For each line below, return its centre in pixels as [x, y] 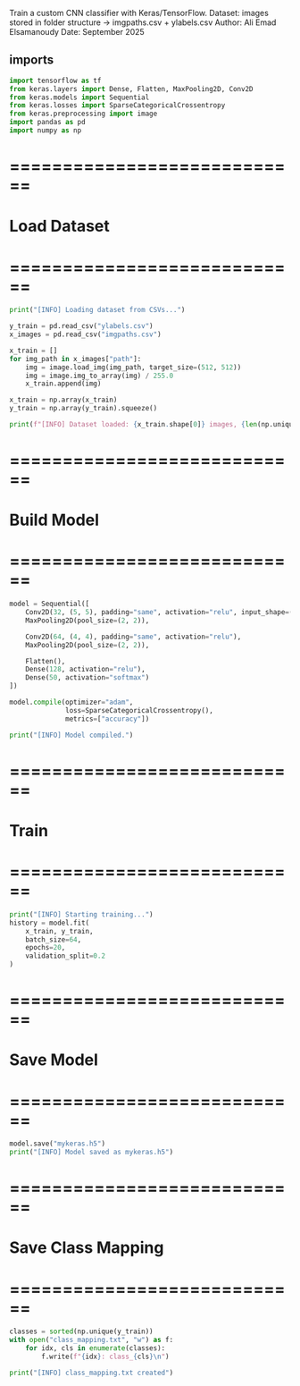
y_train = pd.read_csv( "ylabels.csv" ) [81, 326]
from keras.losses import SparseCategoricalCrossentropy [117, 106]
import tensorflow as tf [55, 80]
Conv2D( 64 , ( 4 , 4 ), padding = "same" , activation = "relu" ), [133, 637]
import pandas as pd [48, 123]
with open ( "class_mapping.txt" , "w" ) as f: [92, 1340]
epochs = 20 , [46, 948]
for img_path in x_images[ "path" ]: [75, 359]
